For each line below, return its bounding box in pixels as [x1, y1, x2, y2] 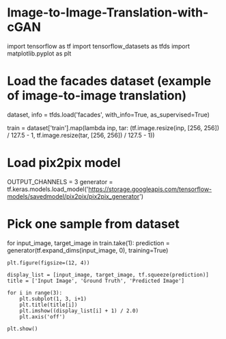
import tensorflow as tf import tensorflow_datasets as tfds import [7, 42, 190, 50]
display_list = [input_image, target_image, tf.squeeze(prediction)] [7, 271, 210, 278]
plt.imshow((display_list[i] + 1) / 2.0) [19, 307, 139, 314]
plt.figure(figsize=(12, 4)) [7, 259, 90, 266]
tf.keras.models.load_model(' [7, 185, 89, 193]
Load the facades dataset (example [7, 73, 212, 89]
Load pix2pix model [7, 155, 121, 171]
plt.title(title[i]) [19, 301, 78, 308]
